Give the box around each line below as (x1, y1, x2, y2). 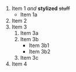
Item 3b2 (28, 48, 50, 55)
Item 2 (11, 17, 27, 24)
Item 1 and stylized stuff (11, 5, 70, 12)
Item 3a (20, 30, 39, 37)
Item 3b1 (28, 42, 49, 49)
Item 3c (20, 55, 39, 61)
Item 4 (11, 60, 27, 67)
